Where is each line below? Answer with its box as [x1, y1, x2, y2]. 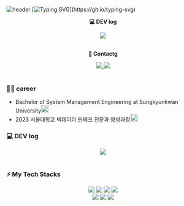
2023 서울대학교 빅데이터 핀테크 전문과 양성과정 [15, 116, 131, 123]
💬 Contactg [88, 50, 118, 57]
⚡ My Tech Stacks [6, 170, 61, 178]
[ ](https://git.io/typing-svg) [31, 6, 136, 13]
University [15, 107, 42, 114]
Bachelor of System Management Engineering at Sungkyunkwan [15, 98, 179, 106]
